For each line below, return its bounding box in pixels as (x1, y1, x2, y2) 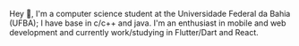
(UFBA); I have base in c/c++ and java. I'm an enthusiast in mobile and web (9, 18, 286, 28)
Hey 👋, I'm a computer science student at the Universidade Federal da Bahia (9, 9, 291, 19)
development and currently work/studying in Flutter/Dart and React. (9, 27, 260, 37)
